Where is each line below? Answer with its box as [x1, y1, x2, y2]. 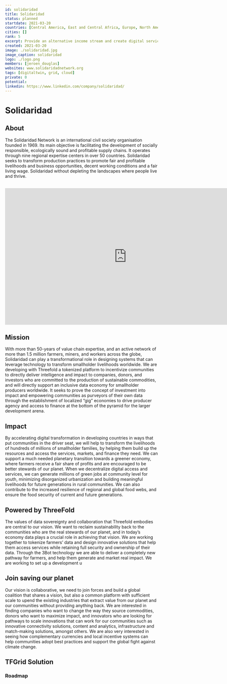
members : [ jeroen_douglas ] [5, 61, 60, 66]
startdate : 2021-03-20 [5, 20, 51, 26]
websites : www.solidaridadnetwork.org [5, 66, 83, 71]
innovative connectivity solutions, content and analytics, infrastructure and [5, 623, 154, 629]
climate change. [5, 644, 37, 650]
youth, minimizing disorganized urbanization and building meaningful [5, 477, 143, 482]
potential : [5, 79, 27, 84]
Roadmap [5, 672, 28, 679]
